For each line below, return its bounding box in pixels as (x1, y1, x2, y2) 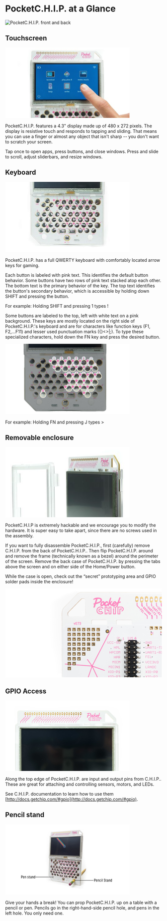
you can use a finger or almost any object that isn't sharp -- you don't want (5, 133, 159, 139)
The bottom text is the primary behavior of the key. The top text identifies (5, 283, 155, 289)
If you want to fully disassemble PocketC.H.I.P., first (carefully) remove (5, 542, 150, 548)
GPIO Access (5, 687, 47, 696)
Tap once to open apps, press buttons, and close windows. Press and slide (5, 148, 159, 154)
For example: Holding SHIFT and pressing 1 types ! (5, 303, 109, 309)
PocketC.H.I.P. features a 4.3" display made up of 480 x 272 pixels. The (5, 123, 153, 129)
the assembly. (5, 533, 34, 539)
